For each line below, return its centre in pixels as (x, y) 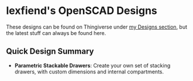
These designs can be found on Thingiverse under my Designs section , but (97, 27)
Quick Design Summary (50, 52)
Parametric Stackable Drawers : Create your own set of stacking (92, 65)
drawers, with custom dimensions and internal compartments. (89, 72)
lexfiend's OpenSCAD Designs (82, 11)
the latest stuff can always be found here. (56, 33)
